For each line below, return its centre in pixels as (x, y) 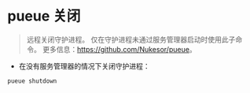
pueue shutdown (32, 81)
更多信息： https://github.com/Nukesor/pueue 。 (119, 49)
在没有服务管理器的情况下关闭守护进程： (84, 66)
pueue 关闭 (44, 16)
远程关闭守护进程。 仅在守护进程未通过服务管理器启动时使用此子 (131, 39)
